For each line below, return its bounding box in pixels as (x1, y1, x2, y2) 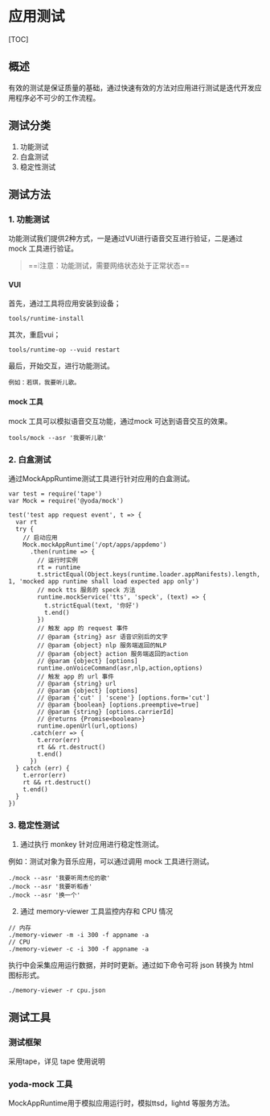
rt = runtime (37, 563, 81, 571)
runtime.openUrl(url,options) (37, 722, 138, 730)
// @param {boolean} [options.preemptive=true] (37, 700, 199, 709)
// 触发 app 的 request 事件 (37, 624, 129, 633)
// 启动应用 (22, 533, 58, 541)
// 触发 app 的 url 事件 (37, 672, 114, 681)
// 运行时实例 (37, 556, 79, 564)
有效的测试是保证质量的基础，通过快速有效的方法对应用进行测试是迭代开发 (8, 82, 255, 93)
